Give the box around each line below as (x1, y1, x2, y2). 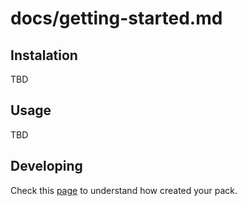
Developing (10, 158, 83, 175)
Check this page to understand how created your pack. (10, 184, 238, 196)
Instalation (10, 47, 78, 64)
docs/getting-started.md (10, 7, 223, 30)
